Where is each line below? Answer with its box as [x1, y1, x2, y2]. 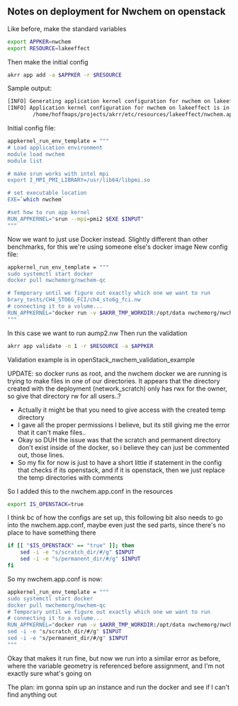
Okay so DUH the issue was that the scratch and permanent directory [17, 435, 221, 444]
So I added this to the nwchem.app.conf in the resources [7, 487, 174, 495]
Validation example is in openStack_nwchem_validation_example [7, 355, 195, 364]
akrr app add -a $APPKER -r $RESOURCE [7, 71, 122, 79]
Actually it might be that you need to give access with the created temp [17, 405, 226, 414]
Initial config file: [7, 124, 56, 133]
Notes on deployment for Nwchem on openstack [7, 6, 226, 18]
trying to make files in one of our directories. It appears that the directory [7, 376, 220, 385]
